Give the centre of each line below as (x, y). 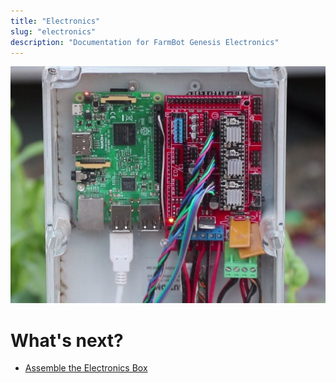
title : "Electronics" (55, 21)
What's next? (67, 340)
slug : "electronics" (53, 31)
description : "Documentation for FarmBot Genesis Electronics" (145, 42)
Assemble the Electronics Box (86, 368)
